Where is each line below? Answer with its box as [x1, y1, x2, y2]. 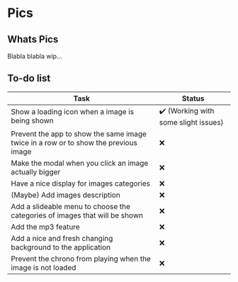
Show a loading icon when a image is [11, 107, 135, 117]
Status [181, 94, 205, 103]
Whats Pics [7, 33, 59, 45]
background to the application [11, 242, 111, 252]
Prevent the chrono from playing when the [11, 254, 151, 264]
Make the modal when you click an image [11, 158, 149, 168]
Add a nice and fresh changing [11, 233, 113, 243]
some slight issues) [159, 117, 224, 127]
